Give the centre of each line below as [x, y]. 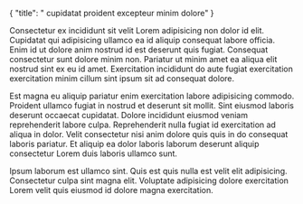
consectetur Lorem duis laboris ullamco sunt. [94, 153]
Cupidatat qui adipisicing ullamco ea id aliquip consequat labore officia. [142, 40]
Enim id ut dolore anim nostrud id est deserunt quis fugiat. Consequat [139, 50]
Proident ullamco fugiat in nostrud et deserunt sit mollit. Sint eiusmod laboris [151, 106]
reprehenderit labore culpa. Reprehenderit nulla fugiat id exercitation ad [142, 125]
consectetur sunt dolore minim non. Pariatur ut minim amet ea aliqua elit [143, 59]
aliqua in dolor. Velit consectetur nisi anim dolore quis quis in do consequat [149, 134]
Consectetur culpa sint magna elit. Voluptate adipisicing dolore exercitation [149, 181]
